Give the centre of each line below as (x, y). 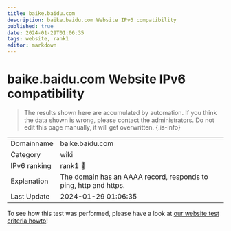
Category (26, 154)
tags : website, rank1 (38, 39)
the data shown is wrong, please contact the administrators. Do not (119, 120)
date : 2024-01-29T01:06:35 (46, 33)
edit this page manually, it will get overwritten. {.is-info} (102, 127)
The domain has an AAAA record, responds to (134, 177)
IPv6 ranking (31, 165)
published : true (30, 26)
